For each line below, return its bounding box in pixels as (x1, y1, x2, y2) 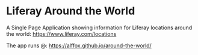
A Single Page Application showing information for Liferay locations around (6, 24, 193, 31)
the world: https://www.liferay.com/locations (6, 30, 117, 37)
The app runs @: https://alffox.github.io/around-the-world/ (6, 42, 152, 49)
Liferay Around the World (6, 4, 135, 18)
